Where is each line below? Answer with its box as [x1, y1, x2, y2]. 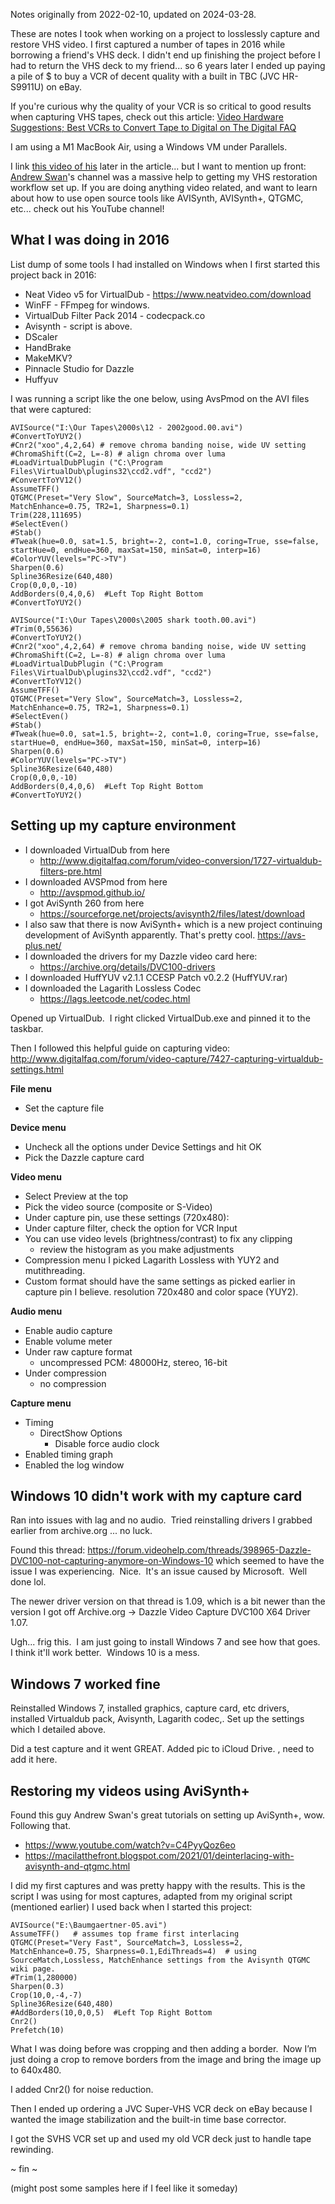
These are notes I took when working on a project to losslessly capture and [10, 28, 320, 39]
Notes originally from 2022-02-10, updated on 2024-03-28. [10, 9, 257, 20]
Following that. [10, 1820, 72, 1832]
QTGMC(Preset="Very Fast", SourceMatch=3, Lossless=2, [10, 1938, 244, 1948]
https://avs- [257, 929, 307, 941]
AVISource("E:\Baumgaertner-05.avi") [10, 1920, 168, 1931]
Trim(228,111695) [10, 510, 83, 520]
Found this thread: [10, 1544, 86, 1556]
